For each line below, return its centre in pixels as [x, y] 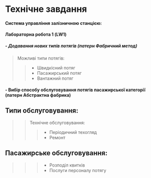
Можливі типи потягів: [41, 59]
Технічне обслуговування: [57, 122]
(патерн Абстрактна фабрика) [38, 95]
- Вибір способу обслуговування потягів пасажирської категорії [75, 90]
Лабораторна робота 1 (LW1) [36, 34]
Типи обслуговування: [42, 111]
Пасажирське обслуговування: [56, 153]
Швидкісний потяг [56, 68]
